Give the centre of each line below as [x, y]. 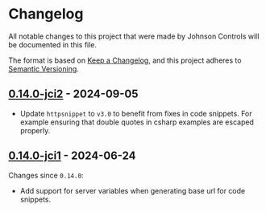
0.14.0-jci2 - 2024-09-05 [73, 94]
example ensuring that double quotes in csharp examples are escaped [137, 122]
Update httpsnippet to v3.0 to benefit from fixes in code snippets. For [136, 113]
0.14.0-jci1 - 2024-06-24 [72, 156]
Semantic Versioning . [44, 68]
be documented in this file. [53, 44]
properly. [35, 130]
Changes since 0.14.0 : [46, 175]
